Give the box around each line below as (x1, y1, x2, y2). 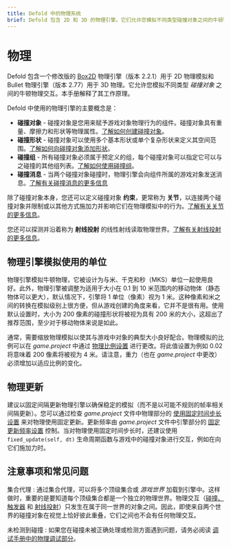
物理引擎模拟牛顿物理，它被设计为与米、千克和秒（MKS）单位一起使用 (7, 276, 208, 284)
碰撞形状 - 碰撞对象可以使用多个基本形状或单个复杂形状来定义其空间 (16, 136, 211, 144)
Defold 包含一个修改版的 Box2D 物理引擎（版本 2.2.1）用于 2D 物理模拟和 (7, 72, 214, 80)
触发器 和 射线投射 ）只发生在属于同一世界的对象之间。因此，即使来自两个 (7, 502, 215, 510)
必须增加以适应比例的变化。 (7, 359, 86, 367)
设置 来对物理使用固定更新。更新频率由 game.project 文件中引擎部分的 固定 (7, 418, 221, 427)
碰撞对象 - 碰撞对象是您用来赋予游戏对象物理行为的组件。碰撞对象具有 (16, 118, 217, 127)
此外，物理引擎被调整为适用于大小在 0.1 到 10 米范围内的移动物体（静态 (19, 284, 221, 292)
